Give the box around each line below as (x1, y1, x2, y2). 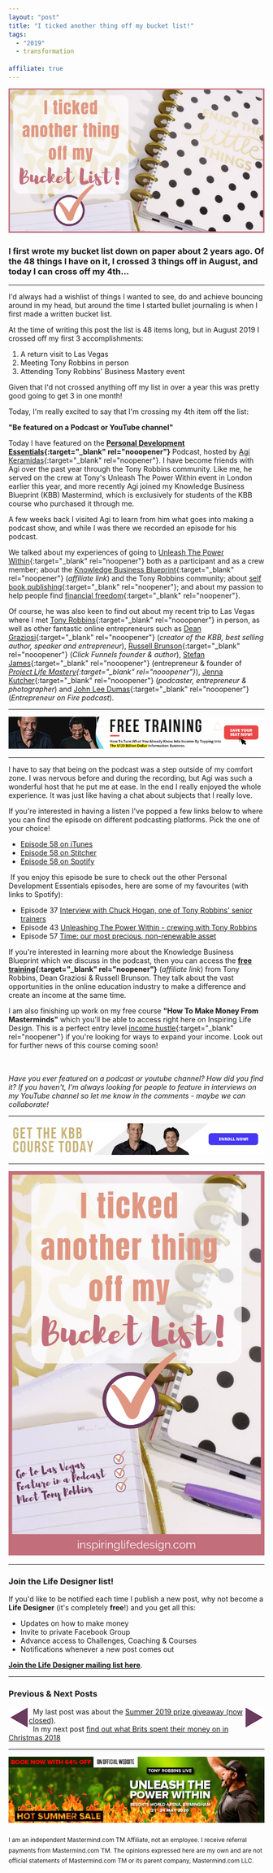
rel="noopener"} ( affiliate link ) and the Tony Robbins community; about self (8, 573, 262, 583)
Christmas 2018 (8, 1732, 61, 1742)
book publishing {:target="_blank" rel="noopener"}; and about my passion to (8, 582, 264, 592)
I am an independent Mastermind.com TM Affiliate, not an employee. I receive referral (8, 1836, 248, 1844)
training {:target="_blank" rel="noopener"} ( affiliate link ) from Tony (8, 964, 240, 974)
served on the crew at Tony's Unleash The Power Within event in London (8, 473, 253, 483)
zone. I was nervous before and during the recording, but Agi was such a (8, 773, 253, 782)
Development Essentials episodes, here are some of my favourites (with (8, 881, 249, 891)
